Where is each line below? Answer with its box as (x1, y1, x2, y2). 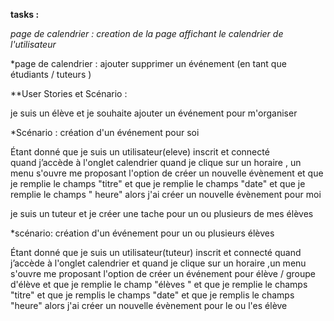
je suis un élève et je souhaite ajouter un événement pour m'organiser (10, 107, 298, 119)
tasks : (10, 9, 40, 20)
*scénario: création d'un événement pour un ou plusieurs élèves (10, 227, 275, 239)
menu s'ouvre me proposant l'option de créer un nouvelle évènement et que (10, 167, 324, 179)
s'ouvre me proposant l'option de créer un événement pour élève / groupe (10, 268, 316, 279)
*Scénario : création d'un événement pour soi (10, 127, 200, 138)
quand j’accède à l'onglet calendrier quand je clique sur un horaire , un (10, 157, 302, 168)
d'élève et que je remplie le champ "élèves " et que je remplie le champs (10, 279, 308, 290)
